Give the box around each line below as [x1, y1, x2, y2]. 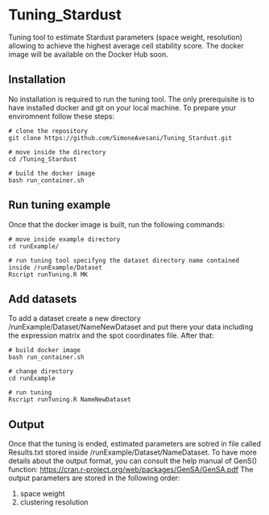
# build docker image [8, 347, 81, 355]
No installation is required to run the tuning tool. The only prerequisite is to [8, 94, 255, 104]
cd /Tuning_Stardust [8, 155, 78, 163]
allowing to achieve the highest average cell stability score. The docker [8, 40, 244, 50]
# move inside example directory [8, 235, 121, 243]
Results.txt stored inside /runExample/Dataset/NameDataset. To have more [8, 447, 258, 457]
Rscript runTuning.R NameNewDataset [8, 396, 131, 404]
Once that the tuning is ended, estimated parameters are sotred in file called [8, 439, 262, 449]
